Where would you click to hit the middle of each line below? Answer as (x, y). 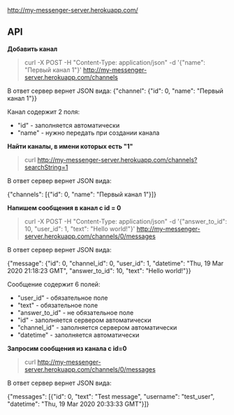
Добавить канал (32, 49)
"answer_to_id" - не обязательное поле (75, 312)
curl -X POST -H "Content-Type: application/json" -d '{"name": (115, 62)
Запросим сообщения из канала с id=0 (67, 348)
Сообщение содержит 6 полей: (54, 284)
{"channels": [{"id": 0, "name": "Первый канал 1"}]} (82, 194)
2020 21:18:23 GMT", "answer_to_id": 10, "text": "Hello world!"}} (99, 270)
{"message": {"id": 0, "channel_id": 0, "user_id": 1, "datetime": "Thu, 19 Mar (116, 263)
